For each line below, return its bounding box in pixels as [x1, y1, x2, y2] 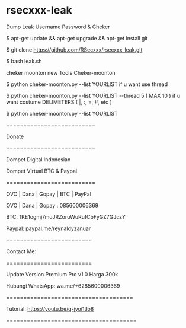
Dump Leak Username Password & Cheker [6, 23, 110, 30]
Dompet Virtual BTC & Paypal [6, 167, 78, 174]
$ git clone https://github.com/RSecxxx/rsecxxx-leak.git [6, 46, 143, 53]
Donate [6, 133, 24, 140]
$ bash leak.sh [6, 58, 43, 65]
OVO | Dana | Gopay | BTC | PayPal [6, 190, 92, 198]
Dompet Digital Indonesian [6, 155, 71, 163]
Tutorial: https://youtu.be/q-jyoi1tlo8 [6, 305, 94, 312]
